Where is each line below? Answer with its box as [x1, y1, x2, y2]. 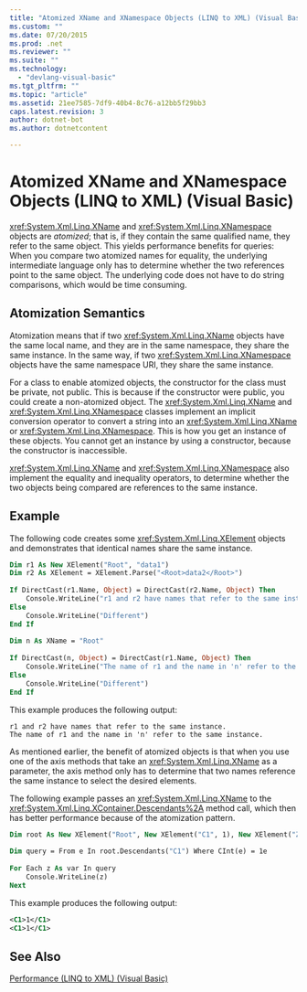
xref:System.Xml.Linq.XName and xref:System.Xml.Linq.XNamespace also [9, 463, 290, 474]
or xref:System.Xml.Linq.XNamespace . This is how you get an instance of [9, 425, 287, 436]
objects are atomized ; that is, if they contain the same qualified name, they [9, 230, 291, 241]
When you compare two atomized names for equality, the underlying [9, 250, 268, 261]
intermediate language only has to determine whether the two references [9, 260, 285, 271]
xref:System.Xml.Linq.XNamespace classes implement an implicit [9, 406, 256, 417]
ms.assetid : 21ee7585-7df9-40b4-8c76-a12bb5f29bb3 [9, 98, 206, 108]
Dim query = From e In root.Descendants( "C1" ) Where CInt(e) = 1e [9, 847, 268, 856]
